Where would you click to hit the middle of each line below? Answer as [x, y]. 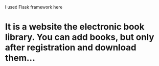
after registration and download [71, 48]
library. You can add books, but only [80, 37]
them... [20, 58]
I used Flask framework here [34, 7]
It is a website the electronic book [75, 27]
